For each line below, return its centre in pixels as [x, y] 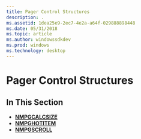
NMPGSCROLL [34, 129]
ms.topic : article [29, 34]
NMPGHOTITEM [35, 123]
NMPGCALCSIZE [36, 117]
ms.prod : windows [28, 46]
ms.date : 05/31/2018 [32, 28]
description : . [25, 17]
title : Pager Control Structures [48, 12]
